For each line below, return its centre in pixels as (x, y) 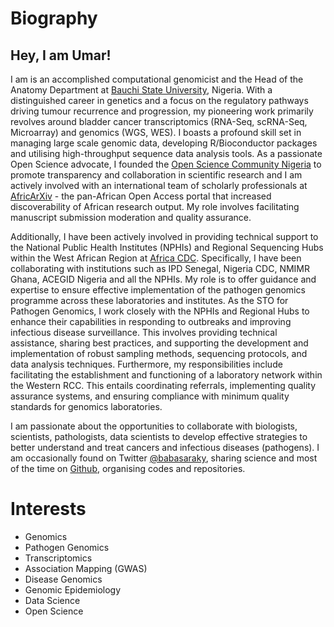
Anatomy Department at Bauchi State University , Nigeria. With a (141, 90)
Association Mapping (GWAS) (86, 568)
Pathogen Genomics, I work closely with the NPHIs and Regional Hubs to (160, 311)
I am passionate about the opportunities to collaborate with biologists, (154, 426)
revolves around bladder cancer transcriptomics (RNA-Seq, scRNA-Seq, (159, 121)
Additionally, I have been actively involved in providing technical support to (164, 236)
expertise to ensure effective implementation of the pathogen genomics (158, 290)
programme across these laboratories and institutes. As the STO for (149, 300)
